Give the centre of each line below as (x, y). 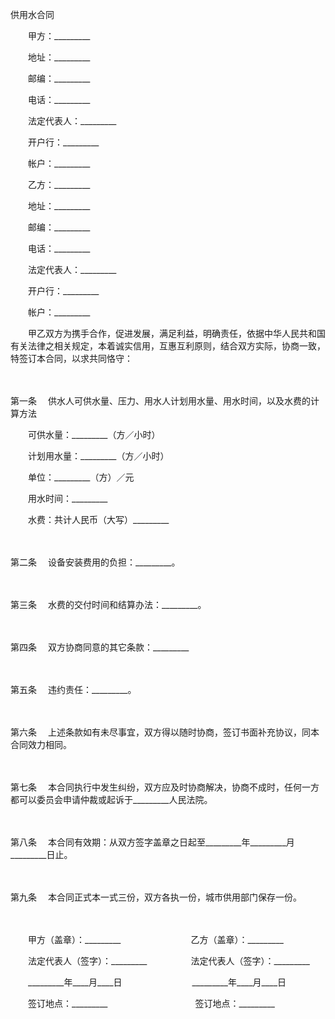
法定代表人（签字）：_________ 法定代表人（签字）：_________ (168, 961)
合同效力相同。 (41, 744)
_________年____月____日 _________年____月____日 (157, 982)
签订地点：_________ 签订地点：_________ (151, 1003)
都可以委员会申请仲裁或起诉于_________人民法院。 (111, 799)
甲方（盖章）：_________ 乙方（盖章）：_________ (155, 939)
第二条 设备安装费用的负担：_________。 (95, 562)
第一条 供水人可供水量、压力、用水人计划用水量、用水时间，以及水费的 (160, 401)
